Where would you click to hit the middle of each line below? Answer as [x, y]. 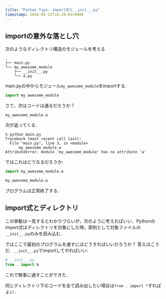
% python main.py [23, 135]
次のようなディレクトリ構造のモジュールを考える [55, 49]
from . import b [22, 264]
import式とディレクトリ [42, 208]
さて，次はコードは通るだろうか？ [40, 106]
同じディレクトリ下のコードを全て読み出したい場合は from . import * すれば [83, 285]
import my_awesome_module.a [34, 172]
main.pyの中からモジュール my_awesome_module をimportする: [66, 86]
